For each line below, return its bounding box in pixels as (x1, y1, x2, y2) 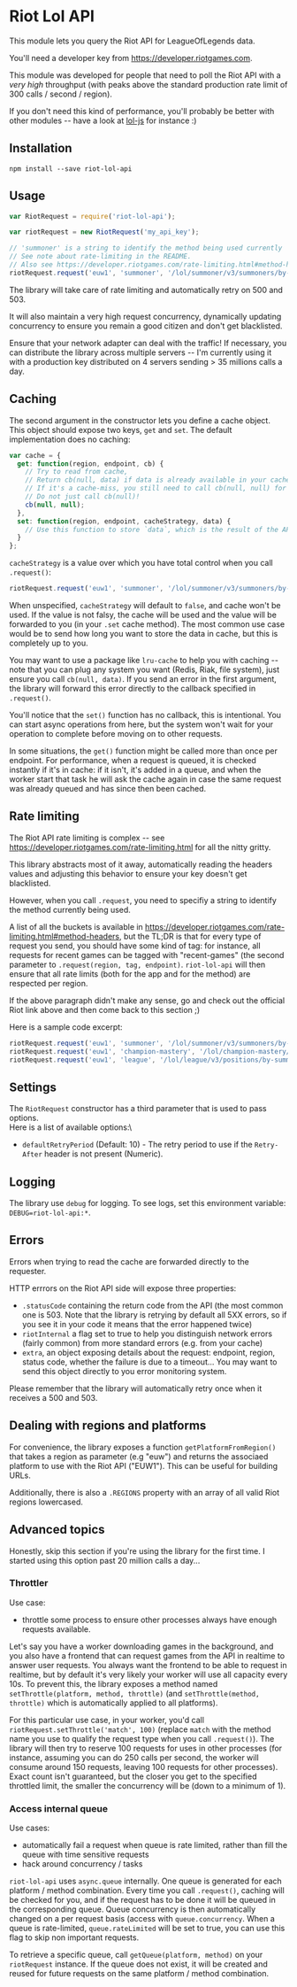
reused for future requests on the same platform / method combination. (9, 1968, 270, 1979)
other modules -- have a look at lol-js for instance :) (9, 115, 197, 126)
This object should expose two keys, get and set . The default (9, 424, 232, 435)
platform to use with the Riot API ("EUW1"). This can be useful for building (9, 1460, 278, 1471)
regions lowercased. (9, 1496, 84, 1507)
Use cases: (9, 1822, 50, 1834)
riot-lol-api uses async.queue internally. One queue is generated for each (9, 1875, 283, 1887)
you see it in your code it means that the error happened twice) (21, 1318, 253, 1329)
